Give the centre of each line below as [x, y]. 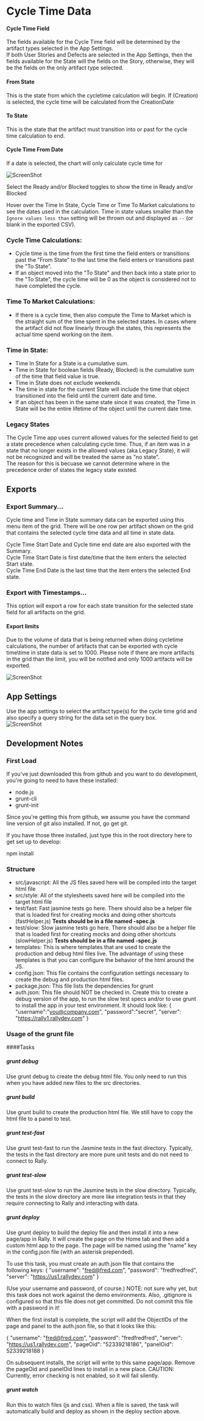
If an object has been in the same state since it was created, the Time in [105, 402]
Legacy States [28, 424]
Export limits [23, 626]
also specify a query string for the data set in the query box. [82, 718]
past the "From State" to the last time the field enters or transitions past [104, 260]
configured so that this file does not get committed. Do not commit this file [100, 1302]
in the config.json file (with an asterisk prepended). [70, 1252]
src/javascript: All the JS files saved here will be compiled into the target [106, 882]
